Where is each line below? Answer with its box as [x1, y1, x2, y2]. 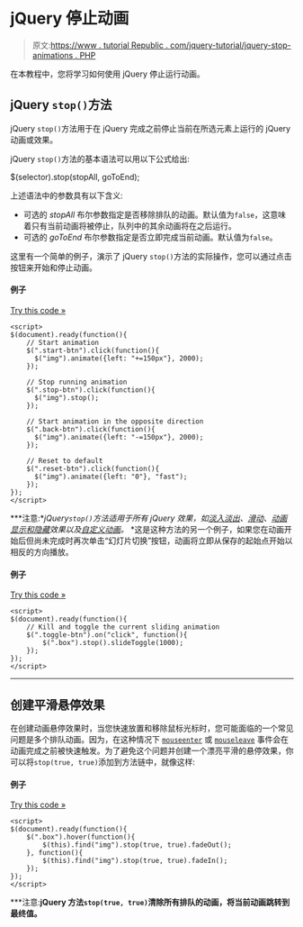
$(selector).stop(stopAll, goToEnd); [10, 171, 140, 182]
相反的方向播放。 [10, 546, 74, 557]
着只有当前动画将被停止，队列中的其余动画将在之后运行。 [22, 220, 236, 231]
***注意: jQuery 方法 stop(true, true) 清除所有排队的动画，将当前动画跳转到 [10, 897, 290, 908]
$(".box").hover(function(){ [26, 832, 136, 842]
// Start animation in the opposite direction [26, 416, 204, 426]
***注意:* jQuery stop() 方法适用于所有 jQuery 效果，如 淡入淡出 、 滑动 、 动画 [10, 513, 288, 523]
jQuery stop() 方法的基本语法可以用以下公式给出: [10, 153, 190, 164]
